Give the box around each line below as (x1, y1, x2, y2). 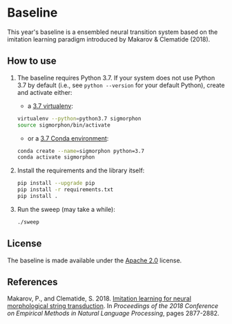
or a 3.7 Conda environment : (27, 134, 109, 143)
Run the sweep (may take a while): (17, 205, 115, 213)
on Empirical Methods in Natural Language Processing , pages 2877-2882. (7, 309, 220, 318)
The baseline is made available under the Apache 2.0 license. (7, 256, 182, 264)
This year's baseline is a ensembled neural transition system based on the (7, 28, 218, 36)
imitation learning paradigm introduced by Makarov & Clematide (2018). (7, 35, 211, 43)
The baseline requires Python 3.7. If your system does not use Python (17, 73, 215, 82)
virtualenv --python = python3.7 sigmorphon (17, 115, 142, 122)
